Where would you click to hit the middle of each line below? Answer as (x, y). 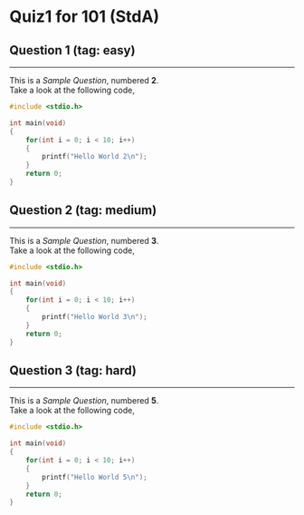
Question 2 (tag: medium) (83, 210)
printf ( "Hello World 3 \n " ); (95, 317)
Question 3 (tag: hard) (73, 370)
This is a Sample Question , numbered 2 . (84, 80)
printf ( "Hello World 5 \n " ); (95, 477)
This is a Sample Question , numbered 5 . (84, 401)
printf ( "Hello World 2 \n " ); (95, 157)
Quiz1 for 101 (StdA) (85, 17)
